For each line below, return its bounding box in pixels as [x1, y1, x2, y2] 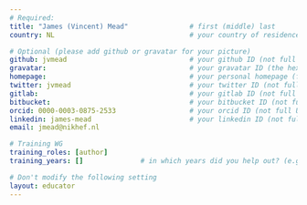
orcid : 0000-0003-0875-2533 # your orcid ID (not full [9, 106, 292, 115]
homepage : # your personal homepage [9, 72, 288, 82]
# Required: [9, 13, 55, 23]
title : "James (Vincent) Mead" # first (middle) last [9, 22, 276, 31]
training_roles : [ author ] [9, 148, 108, 158]
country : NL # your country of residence [9, 30, 301, 39]
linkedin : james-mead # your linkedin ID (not [9, 115, 284, 124]
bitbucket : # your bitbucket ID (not [9, 97, 288, 107]
